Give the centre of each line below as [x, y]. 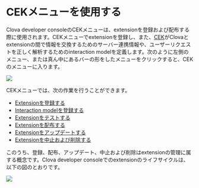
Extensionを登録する [40, 103]
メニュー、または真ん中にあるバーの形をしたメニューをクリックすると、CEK [100, 59]
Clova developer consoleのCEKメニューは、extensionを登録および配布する [98, 30]
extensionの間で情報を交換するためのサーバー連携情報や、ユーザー [88, 44]
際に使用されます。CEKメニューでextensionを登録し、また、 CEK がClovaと [97, 37]
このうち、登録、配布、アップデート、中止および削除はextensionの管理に [96, 152]
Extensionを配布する [40, 125]
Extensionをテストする [42, 117]
